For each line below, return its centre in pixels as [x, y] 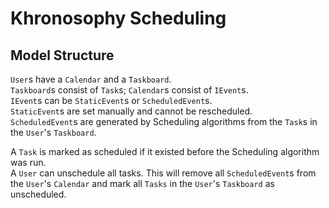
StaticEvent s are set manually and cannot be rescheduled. [131, 111]
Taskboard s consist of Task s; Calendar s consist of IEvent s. [129, 90]
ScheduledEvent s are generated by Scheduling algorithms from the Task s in [164, 121]
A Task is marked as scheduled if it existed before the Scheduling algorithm [165, 151]
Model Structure [62, 55]
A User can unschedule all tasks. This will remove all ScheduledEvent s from [163, 173]
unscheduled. [38, 194]
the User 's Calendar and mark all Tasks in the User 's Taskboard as [142, 183]
